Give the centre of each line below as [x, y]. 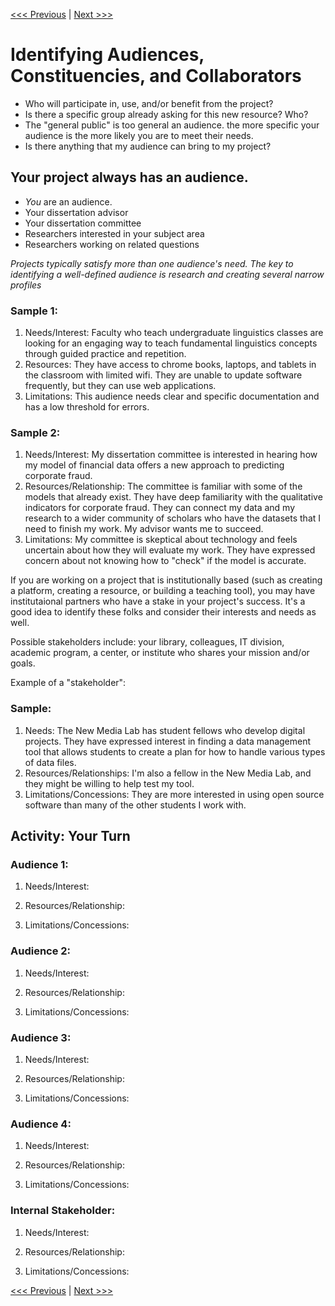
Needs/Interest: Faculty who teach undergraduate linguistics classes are [174, 333]
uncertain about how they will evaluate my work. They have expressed [170, 550]
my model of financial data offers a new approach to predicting [154, 465]
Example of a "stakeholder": [68, 683]
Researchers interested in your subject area [114, 233]
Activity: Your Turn [70, 836]
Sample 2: [35, 432]
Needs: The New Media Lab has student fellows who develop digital [165, 730]
